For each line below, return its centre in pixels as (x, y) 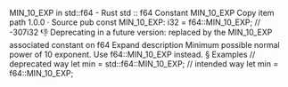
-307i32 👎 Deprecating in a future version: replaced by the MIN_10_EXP (141, 32)
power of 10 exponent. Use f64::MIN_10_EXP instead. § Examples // (132, 54)
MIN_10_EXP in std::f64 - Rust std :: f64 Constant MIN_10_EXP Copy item (142, 13)
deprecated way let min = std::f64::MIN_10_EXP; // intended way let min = (144, 64)
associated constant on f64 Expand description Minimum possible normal (144, 45)
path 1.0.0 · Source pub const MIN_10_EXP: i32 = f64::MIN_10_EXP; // (135, 22)
